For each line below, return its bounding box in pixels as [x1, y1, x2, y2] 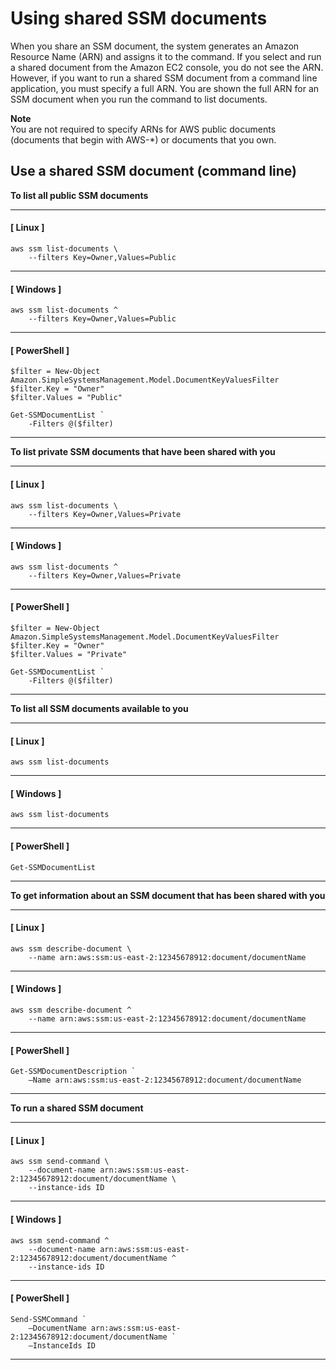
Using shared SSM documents [10, 7, 268, 30]
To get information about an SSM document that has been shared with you [10, 889, 326, 901]
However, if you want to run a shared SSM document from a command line [10, 72, 318, 84]
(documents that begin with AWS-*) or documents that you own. [10, 133, 277, 146]
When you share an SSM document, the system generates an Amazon [10, 40, 300, 52]
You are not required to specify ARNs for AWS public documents [10, 123, 277, 135]
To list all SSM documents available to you [10, 702, 189, 714]
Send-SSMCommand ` [10, 1314, 87, 1324]
